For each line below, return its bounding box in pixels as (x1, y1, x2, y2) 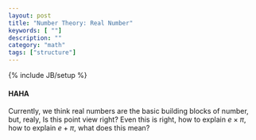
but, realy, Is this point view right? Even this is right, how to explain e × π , (8, 115, 246, 124)
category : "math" (8, 41, 66, 49)
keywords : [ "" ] (8, 26, 62, 34)
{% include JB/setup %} (8, 71, 87, 80)
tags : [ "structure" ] (8, 49, 77, 56)
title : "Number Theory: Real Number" (8, 19, 134, 27)
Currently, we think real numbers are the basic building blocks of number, (8, 107, 249, 116)
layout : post (8, 11, 52, 20)
